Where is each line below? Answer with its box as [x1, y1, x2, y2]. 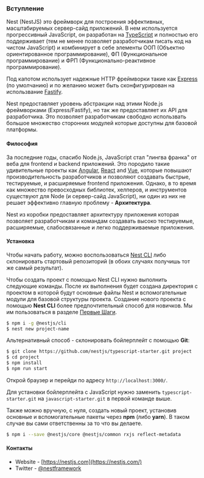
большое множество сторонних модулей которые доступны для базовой [6, 120, 197, 127]
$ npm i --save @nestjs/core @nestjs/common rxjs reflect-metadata [6, 431, 181, 437]
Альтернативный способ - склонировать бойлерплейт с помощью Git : [6, 337, 190, 344]
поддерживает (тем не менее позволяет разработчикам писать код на [6, 38, 192, 45]
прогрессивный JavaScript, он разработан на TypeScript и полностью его [6, 31, 199, 38]
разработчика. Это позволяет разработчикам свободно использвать [6, 113, 187, 120]
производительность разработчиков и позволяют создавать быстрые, [6, 173, 191, 180]
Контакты [6, 444, 33, 452]
